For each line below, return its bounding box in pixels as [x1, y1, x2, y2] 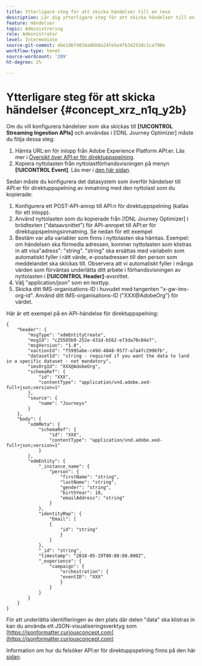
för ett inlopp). [14, 209, 51, 216]
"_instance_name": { [38, 463, 90, 469]
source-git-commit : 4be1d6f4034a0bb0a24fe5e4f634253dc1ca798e [6, 43, 165, 49]
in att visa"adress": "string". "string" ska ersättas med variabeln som [14, 247, 185, 254]
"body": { [17, 416, 42, 423]
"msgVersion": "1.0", [28, 343, 82, 349]
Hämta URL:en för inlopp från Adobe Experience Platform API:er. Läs [14, 147, 185, 154]
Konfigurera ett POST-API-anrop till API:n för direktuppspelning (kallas [14, 203, 189, 210]
